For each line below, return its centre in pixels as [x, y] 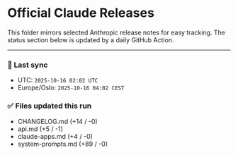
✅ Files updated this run [50, 106]
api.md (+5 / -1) [40, 129]
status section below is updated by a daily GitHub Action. [91, 39]
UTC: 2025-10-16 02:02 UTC [58, 80]
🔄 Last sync [28, 65]
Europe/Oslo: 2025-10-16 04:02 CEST [71, 88]
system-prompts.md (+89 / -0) [63, 144]
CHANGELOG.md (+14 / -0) [57, 121]
